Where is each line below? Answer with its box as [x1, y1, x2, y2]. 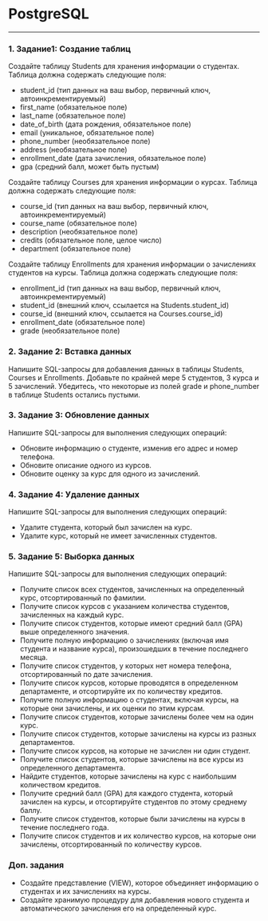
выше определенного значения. [19, 627, 130, 637]
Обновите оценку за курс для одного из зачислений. [19, 469, 201, 479]
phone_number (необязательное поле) [19, 137, 151, 146]
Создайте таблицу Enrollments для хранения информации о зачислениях [8, 259, 257, 269]
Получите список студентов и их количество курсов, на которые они [19, 831, 257, 841]
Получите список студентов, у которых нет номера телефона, [19, 661, 232, 671]
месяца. [19, 653, 48, 663]
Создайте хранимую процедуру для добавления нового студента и [19, 895, 250, 904]
